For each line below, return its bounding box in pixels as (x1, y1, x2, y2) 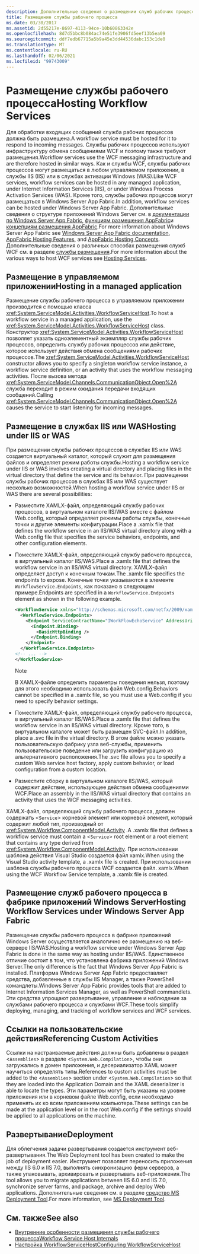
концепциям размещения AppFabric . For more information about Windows (6, 223, 190, 230)
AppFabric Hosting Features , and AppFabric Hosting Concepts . (6, 235, 161, 243)
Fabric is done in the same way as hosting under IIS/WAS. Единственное (6, 950, 185, 957)
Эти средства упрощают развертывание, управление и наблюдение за (6, 994, 187, 1001)
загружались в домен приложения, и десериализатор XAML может (6, 1062, 178, 1069)
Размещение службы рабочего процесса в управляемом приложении (6, 297, 185, 304)
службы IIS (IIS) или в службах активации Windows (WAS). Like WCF (6, 173, 177, 180)
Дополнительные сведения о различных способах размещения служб (6, 242, 185, 249)
